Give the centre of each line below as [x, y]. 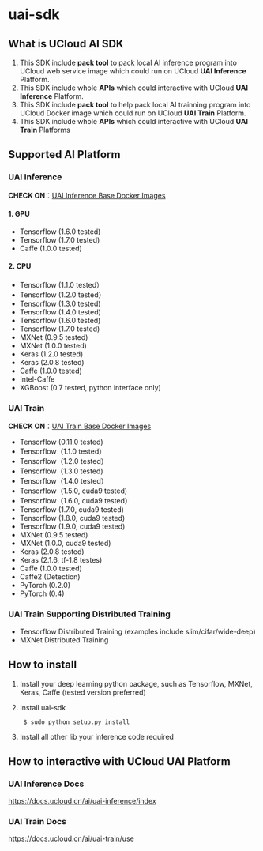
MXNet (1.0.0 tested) [53, 346]
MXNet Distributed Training [64, 640]
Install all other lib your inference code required [96, 736]
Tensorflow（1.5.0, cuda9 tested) [73, 491]
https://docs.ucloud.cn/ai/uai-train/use [71, 838]
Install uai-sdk [43, 707]
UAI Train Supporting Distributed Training [90, 614]
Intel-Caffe [37, 379]
